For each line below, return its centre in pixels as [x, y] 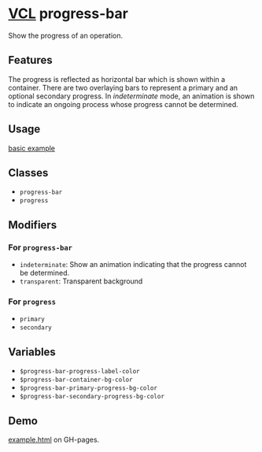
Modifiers [33, 225]
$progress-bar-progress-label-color [79, 372]
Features [30, 60]
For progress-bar [41, 247]
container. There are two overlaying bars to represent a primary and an [123, 87]
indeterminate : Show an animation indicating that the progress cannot [133, 265]
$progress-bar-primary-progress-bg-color [88, 388]
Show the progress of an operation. [66, 35]
